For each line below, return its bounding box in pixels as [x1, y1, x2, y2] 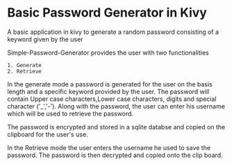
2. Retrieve [7, 68, 42, 75]
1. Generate [7, 62, 42, 68]
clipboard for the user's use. [7, 130, 88, 138]
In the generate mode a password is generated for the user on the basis [7, 80, 213, 88]
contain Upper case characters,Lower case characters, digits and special [7, 95, 217, 103]
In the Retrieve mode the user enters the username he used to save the [7, 143, 210, 151]
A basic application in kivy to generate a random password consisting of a [7, 28, 219, 36]
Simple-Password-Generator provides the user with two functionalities [7, 48, 210, 57]
